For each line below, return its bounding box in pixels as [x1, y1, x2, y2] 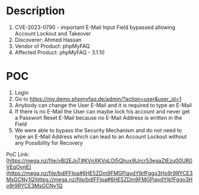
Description [6, 4, 65, 18]
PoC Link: [6, 151, 30, 158]
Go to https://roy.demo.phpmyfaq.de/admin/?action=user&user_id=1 [14, 95, 182, 102]
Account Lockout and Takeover [14, 30, 91, 37]
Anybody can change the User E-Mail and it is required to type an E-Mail [14, 102, 192, 109]
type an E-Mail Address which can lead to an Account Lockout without [14, 133, 187, 140]
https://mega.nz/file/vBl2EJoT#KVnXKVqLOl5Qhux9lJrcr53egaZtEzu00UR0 [8, 157, 192, 164]
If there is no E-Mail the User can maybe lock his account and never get [14, 108, 190, 115]
